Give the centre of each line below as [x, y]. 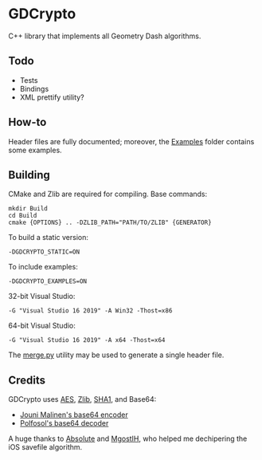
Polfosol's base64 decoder [64, 423]
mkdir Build [28, 209]
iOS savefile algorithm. [45, 447]
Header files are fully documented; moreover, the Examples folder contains [131, 141]
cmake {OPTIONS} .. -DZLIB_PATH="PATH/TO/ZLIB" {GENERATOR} [110, 223]
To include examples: [43, 267]
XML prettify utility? [52, 97]
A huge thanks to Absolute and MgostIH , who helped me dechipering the [128, 438]
